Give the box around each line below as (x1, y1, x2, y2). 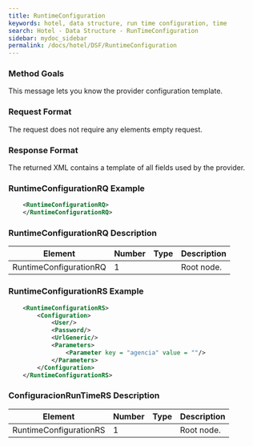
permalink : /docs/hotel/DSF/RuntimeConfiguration (8, 42, 178, 50)
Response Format (8, 144, 78, 156)
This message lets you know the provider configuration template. (8, 86, 223, 96)
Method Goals (8, 68, 64, 79)
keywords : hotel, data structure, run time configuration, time (8, 19, 227, 27)
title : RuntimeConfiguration (8, 11, 106, 20)
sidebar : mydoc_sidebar (8, 34, 88, 43)
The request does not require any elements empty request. (8, 124, 203, 134)
